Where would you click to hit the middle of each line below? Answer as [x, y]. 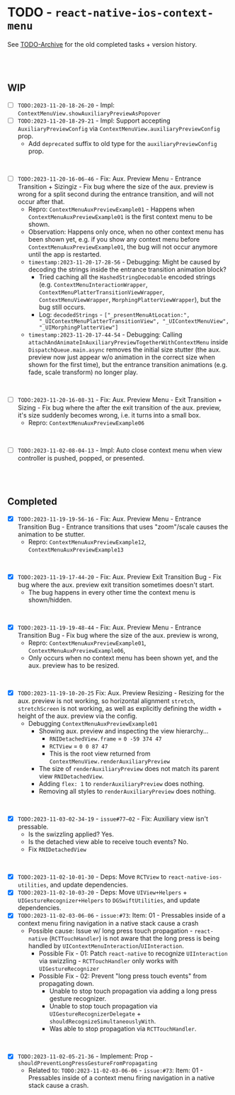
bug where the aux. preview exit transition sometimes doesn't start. [116, 585]
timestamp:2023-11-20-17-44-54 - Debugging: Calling [105, 335]
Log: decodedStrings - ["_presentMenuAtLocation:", [114, 314]
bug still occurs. [62, 307]
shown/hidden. [50, 600]
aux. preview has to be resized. [74, 666]
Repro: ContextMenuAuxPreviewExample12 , [87, 541]
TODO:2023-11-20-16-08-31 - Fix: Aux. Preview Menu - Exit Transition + [120, 399]
